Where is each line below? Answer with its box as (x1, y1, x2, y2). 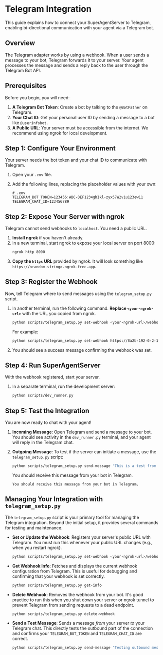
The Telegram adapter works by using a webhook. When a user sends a (5, 52, 149, 58)
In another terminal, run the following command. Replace (12, 305, 127, 311)
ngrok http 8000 (12, 250, 45, 254)
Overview (5, 39, 36, 47)
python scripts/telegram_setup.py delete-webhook (12, 612, 115, 616)
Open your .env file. (12, 172, 52, 178)
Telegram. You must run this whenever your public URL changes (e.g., (12, 539, 153, 545)
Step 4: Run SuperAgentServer (5, 361, 101, 370)
